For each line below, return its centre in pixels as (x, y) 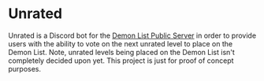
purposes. (25, 68)
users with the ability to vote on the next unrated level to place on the (121, 43)
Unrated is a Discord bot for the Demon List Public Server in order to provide (132, 35)
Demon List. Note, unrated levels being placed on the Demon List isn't (121, 52)
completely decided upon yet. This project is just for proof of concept (121, 61)
